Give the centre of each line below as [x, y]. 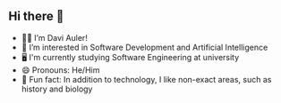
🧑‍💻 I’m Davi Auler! [55, 37]
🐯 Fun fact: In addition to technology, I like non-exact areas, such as [146, 79]
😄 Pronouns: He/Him [60, 70]
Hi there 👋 [36, 16]
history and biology [57, 89]
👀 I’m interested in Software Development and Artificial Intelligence [145, 47]
